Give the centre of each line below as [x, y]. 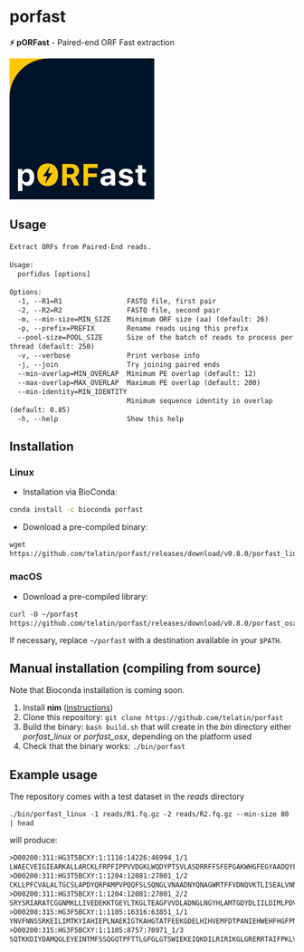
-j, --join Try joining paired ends [119, 364]
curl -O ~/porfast [44, 614]
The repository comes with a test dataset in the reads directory [127, 797]
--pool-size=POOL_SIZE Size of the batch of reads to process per [156, 337]
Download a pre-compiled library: [85, 596]
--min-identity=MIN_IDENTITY [72, 391]
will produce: [33, 841]
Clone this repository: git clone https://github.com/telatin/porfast [152, 717]
